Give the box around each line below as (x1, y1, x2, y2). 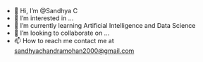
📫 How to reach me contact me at (13, 37, 114, 45)
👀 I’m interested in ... (13, 14, 74, 22)
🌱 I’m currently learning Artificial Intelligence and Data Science (13, 22, 196, 29)
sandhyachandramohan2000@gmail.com (13, 47, 135, 55)
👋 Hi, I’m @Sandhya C (13, 7, 78, 15)
